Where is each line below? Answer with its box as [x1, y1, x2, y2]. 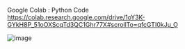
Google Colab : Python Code [7, 6, 89, 14]
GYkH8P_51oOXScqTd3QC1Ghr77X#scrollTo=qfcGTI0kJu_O [7, 21, 179, 28]
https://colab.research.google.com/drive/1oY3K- [7, 13, 145, 21]
